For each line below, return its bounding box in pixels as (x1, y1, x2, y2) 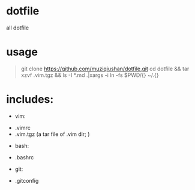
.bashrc (14, 153, 34, 161)
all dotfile (6, 24, 29, 31)
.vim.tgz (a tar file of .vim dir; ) (14, 130, 90, 138)
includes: (6, 93, 54, 106)
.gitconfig (14, 177, 39, 184)
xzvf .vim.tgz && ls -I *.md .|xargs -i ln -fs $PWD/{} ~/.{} (20, 71, 159, 79)
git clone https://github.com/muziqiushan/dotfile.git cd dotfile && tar (20, 65, 190, 72)
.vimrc (14, 124, 31, 131)
